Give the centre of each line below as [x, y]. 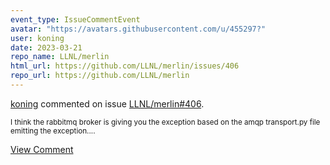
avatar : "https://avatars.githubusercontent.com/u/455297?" [138, 29]
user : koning [37, 38]
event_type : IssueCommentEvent [75, 19]
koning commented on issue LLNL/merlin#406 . [107, 103]
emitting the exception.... [53, 131]
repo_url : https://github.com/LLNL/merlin [100, 76]
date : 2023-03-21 [46, 47]
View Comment [42, 149]
